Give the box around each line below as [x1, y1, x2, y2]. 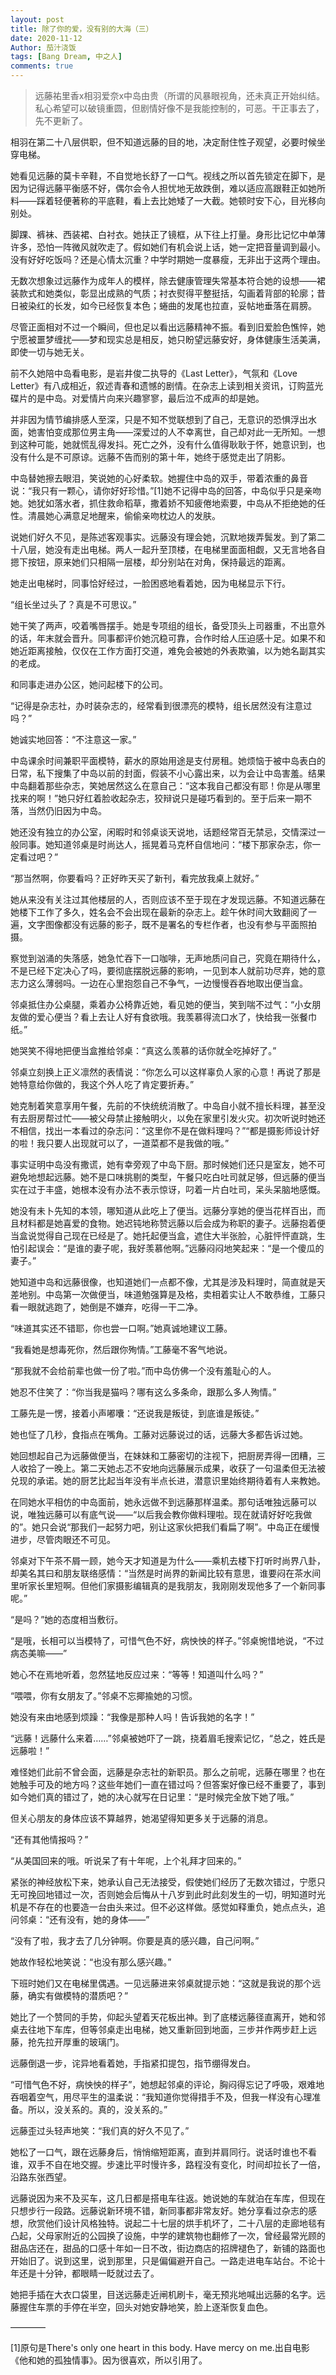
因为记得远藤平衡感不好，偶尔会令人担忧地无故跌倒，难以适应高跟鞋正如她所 [10, 182, 326, 194]
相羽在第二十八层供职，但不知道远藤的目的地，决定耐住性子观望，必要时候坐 [10, 136, 326, 148]
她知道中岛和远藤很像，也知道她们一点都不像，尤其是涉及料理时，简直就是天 [10, 1276, 326, 1288]
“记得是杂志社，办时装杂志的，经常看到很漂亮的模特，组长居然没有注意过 [10, 700, 313, 711]
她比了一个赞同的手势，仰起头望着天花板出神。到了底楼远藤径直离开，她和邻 [10, 2011, 326, 2023]
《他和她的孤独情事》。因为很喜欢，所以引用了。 [10, 2354, 208, 2366]
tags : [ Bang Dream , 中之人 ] [10, 52, 123, 62]
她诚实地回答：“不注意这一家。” [10, 734, 137, 745]
